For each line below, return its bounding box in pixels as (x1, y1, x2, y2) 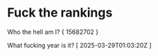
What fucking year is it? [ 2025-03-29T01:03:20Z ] (7, 41, 152, 49)
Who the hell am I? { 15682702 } (7, 28, 99, 36)
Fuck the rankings (7, 5, 113, 21)
